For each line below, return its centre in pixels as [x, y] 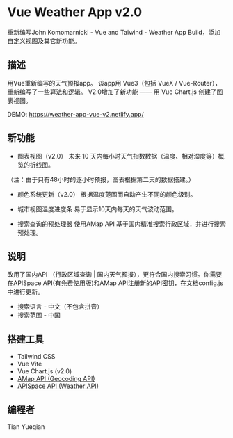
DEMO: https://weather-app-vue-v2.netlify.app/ [75, 114]
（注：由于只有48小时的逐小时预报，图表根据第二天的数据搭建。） [101, 179]
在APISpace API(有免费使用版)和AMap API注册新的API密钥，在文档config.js [115, 283]
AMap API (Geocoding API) [56, 379]
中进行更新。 [25, 292]
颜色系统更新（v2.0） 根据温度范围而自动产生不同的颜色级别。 [107, 194]
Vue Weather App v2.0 [75, 12]
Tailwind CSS [36, 357]
